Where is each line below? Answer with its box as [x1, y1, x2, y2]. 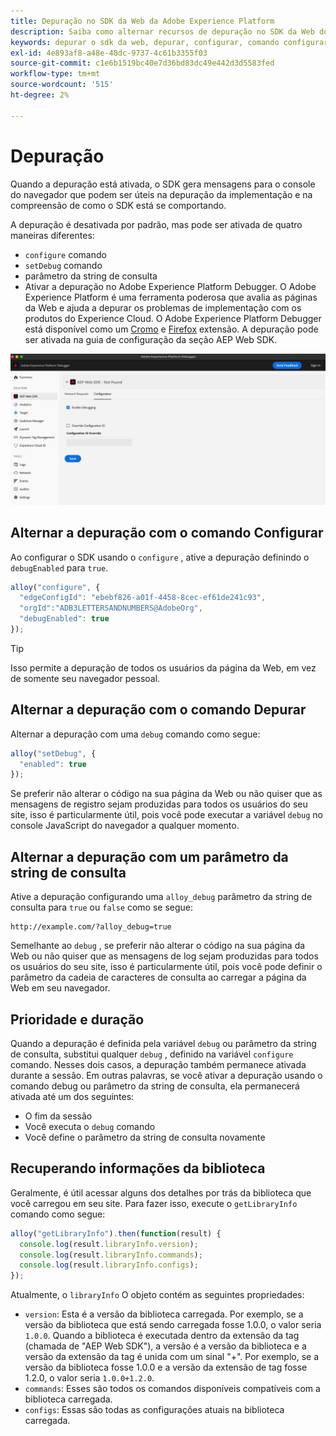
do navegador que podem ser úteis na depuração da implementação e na [10, 188, 313, 200]
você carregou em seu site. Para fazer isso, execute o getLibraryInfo [10, 1197, 298, 1209]
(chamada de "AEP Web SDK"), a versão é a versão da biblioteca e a [24, 1340, 307, 1352]
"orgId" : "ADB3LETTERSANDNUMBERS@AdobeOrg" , [19, 603, 203, 614]
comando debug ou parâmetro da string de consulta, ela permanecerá [10, 1080, 300, 1092]
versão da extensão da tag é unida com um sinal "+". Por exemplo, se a [24, 1351, 320, 1363]
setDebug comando [24, 259, 103, 271]
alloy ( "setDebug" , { [10, 748, 97, 759]
